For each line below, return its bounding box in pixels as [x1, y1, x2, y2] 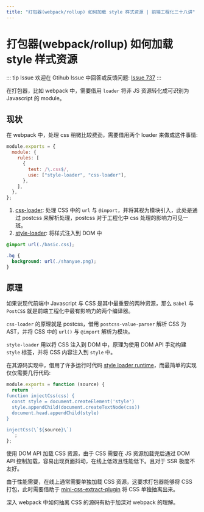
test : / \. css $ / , [28, 166, 69, 172]
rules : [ [17, 155, 40, 161]
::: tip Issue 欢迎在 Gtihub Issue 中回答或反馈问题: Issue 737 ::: [6, 74, 161, 81]
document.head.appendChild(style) [12, 410, 99, 416]
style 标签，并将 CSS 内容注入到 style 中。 [6, 349, 116, 356]
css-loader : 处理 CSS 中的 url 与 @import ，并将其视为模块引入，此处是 [15, 207, 193, 214]
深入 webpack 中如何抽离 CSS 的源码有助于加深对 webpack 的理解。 [6, 499, 179, 506]
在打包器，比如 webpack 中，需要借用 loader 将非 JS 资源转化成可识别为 [6, 87, 189, 94]
